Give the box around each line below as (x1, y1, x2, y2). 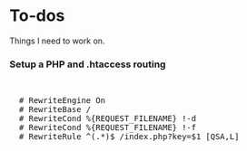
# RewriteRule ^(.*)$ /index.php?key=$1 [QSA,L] (18, 132, 240, 142)
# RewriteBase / (18, 105, 92, 115)
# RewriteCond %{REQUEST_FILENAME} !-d (18, 114, 197, 124)
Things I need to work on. (9, 35, 105, 46)
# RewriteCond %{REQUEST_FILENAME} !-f (18, 123, 197, 133)
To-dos (9, 5, 65, 26)
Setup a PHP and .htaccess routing (9, 58, 166, 71)
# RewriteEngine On (18, 96, 106, 106)
